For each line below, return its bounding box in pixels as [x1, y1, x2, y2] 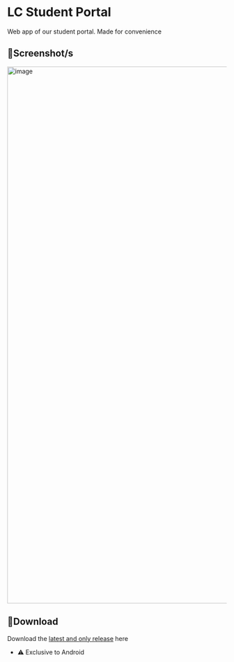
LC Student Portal [7, 4, 111, 20]
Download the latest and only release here [7, 634, 129, 642]
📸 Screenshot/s [7, 47, 74, 59]
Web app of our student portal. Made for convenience [7, 27, 162, 36]
